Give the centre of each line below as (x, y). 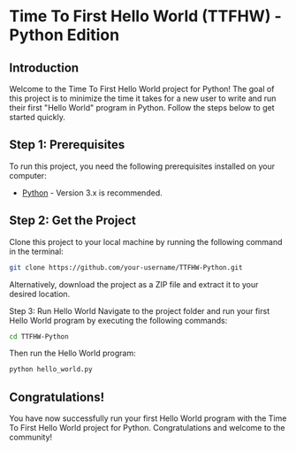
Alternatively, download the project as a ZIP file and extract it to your (134, 284)
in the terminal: (36, 251)
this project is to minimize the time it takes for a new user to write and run (143, 98)
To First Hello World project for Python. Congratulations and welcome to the (147, 428)
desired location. (40, 294)
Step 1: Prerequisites (67, 145)
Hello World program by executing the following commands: (118, 320)
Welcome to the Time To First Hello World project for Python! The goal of (142, 89)
